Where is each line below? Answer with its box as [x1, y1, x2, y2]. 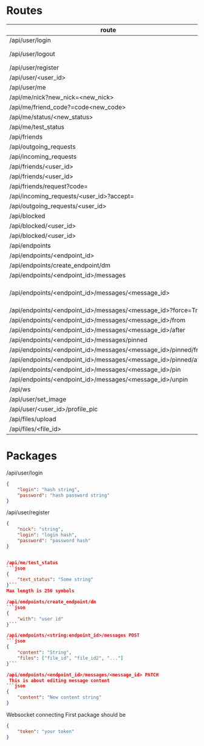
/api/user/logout [9, 49, 56, 58]
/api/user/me [9, 83, 47, 91]
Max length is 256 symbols [6, 588, 75, 594]
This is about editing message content [8, 677, 110, 683]
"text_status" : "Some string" [17, 576, 94, 583]
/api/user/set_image [9, 395, 67, 403]
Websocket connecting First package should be [6, 711, 126, 718]
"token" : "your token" [17, 728, 75, 734]
